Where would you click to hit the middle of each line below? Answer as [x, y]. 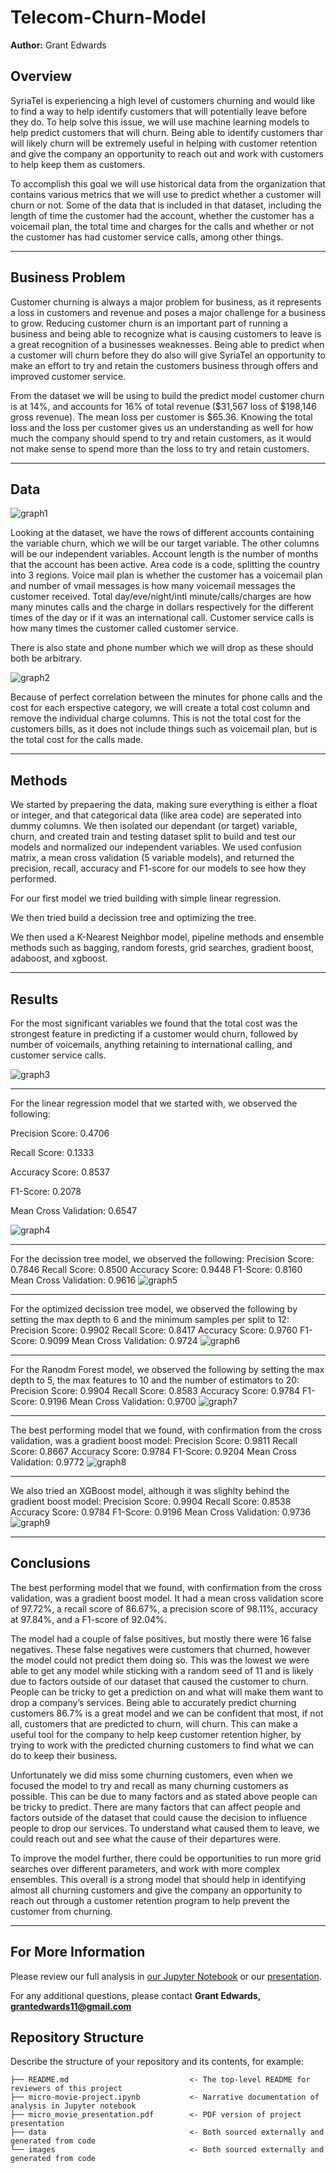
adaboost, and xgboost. [59, 958]
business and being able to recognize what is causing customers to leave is [166, 333]
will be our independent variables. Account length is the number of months [164, 554]
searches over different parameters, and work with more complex [145, 1868]
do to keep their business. [64, 1755]
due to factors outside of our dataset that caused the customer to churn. [159, 1681]
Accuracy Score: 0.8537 [60, 1172]
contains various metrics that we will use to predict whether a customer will [166, 194]
